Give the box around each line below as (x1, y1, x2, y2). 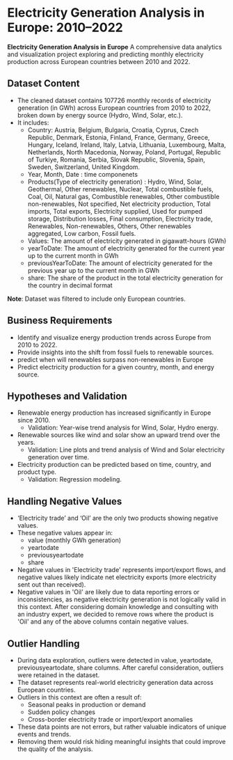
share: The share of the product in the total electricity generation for (27, 274, 223, 282)
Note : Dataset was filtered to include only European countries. (7, 294, 186, 303)
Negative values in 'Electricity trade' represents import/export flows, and (17, 566, 226, 574)
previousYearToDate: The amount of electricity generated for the (27, 259, 213, 267)
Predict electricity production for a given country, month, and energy (17, 363, 214, 371)
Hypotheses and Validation (7, 390, 127, 402)
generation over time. (27, 453, 89, 461)
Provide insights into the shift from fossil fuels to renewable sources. (17, 348, 214, 356)
